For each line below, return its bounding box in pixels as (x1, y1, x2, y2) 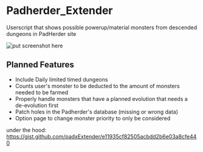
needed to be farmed (15, 89, 69, 96)
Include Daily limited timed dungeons (15, 75, 108, 83)
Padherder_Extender (6, 4, 113, 18)
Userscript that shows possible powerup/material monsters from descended (6, 24, 198, 31)
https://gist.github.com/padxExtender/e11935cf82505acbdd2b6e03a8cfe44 (6, 133, 197, 140)
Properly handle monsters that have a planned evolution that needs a (15, 95, 188, 102)
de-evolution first (15, 102, 59, 109)
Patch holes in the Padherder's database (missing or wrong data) (15, 108, 178, 116)
